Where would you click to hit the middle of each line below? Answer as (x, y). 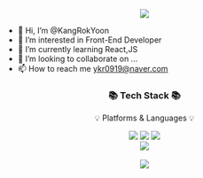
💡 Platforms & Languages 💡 (144, 118)
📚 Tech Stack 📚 (144, 95)
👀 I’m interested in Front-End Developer (90, 40)
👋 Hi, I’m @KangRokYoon (63, 31)
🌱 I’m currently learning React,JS (78, 49)
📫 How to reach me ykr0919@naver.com (93, 69)
